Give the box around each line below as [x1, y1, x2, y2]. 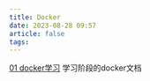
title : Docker [9, 12, 62, 22]
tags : [9, 37, 29, 47]
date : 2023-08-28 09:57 [9, 21, 97, 30]
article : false [9, 29, 65, 38]
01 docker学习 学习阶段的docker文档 [9, 63, 142, 73]
